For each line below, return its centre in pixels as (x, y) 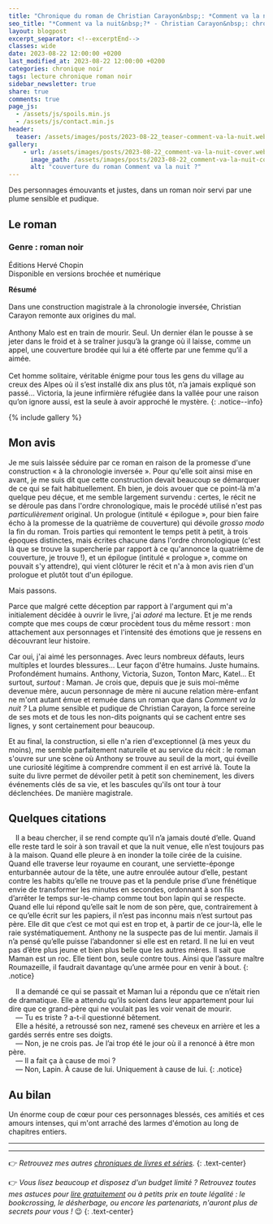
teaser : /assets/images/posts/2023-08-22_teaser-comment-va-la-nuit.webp (143, 136)
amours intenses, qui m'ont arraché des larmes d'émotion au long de (124, 1123)
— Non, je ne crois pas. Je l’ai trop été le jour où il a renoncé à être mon (135, 1044)
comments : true (34, 99)
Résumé (23, 289)
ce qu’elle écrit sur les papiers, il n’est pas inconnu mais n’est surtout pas (131, 915)
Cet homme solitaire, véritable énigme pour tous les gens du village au (126, 375)
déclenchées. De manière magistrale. (71, 793)
